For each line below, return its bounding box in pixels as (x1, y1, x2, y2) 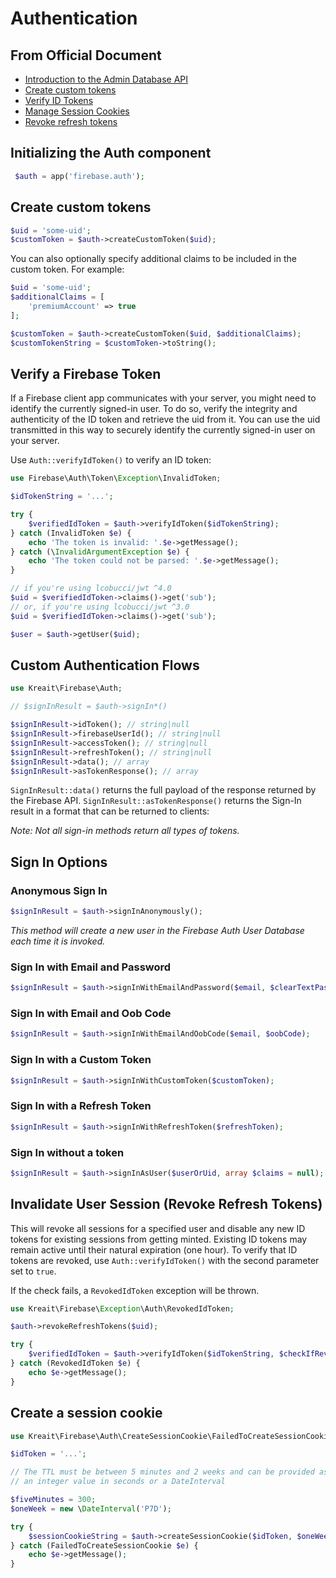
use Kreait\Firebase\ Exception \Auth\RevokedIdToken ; (10, 1303, 235, 1314)
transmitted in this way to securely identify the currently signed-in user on (10, 424, 316, 436)
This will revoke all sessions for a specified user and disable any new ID (10, 1222, 306, 1234)
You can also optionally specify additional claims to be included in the (10, 253, 297, 265)
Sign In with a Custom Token (10, 1053, 152, 1067)
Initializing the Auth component (10, 145, 212, 162)
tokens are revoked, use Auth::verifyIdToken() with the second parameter (10, 1254, 320, 1266)
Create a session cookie (10, 1405, 163, 1422)
